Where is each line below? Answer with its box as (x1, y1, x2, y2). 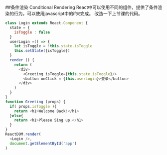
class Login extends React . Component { (5, 20, 88, 25)
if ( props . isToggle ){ (9, 104, 57, 109)
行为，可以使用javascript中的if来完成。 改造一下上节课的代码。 (13, 10, 143, 16)
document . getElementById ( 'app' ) (9, 141, 77, 146)
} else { (9, 113, 23, 118)
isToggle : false (14, 29, 50, 35)
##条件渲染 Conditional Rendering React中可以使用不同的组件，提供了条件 (5, 4, 158, 10)
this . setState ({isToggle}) (14, 48, 70, 53)
